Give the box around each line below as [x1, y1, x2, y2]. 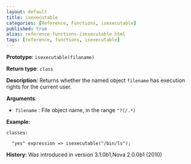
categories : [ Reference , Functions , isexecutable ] [6, 20, 137, 26]
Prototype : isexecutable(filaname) [6, 54, 95, 60]
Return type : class [6, 65, 53, 72]
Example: [6, 118, 31, 125]
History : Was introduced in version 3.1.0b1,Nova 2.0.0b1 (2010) [6, 151, 162, 158]
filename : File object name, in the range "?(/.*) [15, 107, 136, 113]
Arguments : [6, 95, 37, 102]
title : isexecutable [6, 14, 59, 20]
